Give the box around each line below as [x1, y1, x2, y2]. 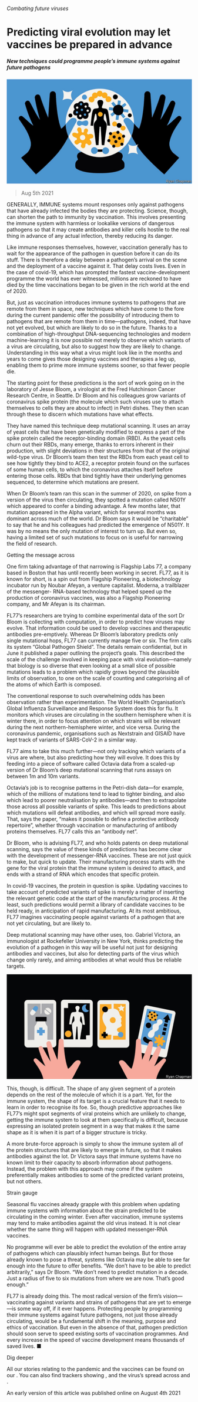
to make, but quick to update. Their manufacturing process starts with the [6, 858, 185, 865]
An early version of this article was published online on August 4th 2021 [6, 1389, 181, 1396]
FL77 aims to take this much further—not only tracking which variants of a [6, 748, 186, 755]
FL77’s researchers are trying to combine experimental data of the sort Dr [6, 612, 184, 619]
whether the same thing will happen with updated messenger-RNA [6, 1226, 168, 1233]
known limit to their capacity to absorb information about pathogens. [6, 1159, 173, 1166]
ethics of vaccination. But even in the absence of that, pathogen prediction [6, 1324, 187, 1331]
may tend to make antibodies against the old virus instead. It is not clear [6, 1219, 181, 1226]
